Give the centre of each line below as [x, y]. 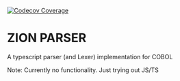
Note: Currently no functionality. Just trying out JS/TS [83, 70]
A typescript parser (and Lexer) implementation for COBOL [90, 56]
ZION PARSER [47, 38]
